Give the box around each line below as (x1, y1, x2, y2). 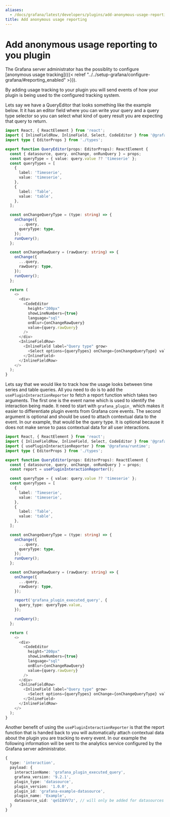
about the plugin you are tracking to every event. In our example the (5, 735, 147, 741)
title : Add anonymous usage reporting (5, 17, 87, 22)
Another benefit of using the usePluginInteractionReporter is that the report (5, 724, 164, 730)
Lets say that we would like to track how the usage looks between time (5, 381, 153, 387)
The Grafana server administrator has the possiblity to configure (5, 66, 139, 73)
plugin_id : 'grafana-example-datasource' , (14, 789, 105, 794)
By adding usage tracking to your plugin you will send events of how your (5, 87, 158, 93)
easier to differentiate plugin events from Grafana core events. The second (5, 408, 161, 414)
